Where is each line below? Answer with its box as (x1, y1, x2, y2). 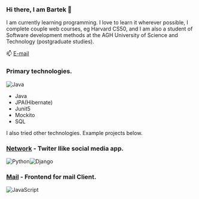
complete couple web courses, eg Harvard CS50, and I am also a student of (6, 25, 193, 32)
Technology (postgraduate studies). (6, 38, 94, 45)
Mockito (14, 111, 35, 118)
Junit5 (14, 105, 31, 112)
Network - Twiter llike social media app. (6, 144, 124, 152)
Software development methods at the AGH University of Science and (6, 32, 178, 39)
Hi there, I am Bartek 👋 (6, 5, 72, 14)
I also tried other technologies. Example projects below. (6, 129, 143, 136)
